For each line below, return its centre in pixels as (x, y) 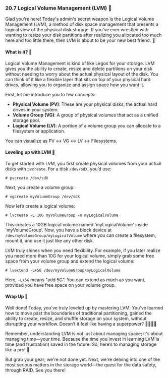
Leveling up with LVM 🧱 (30, 152)
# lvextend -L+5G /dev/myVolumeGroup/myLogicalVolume (63, 270)
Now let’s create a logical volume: (40, 206)
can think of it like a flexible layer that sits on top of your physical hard (78, 79)
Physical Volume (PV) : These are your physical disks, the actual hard (85, 104)
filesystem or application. (39, 131)
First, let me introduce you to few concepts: (50, 94)
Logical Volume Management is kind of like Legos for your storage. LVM (80, 63)
